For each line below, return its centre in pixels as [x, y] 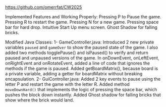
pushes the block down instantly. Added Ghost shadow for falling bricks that [83, 95]
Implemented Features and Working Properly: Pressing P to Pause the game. [83, 17]
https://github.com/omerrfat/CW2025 [44, 7]
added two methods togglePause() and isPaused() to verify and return [77, 53]
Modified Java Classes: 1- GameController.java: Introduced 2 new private [80, 42]
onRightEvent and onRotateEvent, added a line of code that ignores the [78, 63]
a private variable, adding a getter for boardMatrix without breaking [74, 74]
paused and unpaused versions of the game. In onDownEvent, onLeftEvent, [82, 58]
